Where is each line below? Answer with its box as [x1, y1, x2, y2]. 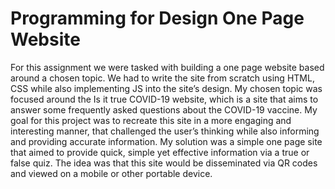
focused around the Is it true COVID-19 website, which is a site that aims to [10, 93, 319, 105]
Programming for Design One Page [10, 7, 305, 30]
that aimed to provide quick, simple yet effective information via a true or [10, 146, 310, 158]
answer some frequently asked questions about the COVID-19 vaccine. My [10, 103, 318, 116]
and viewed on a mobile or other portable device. [10, 167, 213, 179]
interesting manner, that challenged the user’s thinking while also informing [10, 125, 320, 137]
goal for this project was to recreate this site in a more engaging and [10, 114, 292, 126]
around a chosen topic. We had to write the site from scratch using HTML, [10, 72, 315, 84]
